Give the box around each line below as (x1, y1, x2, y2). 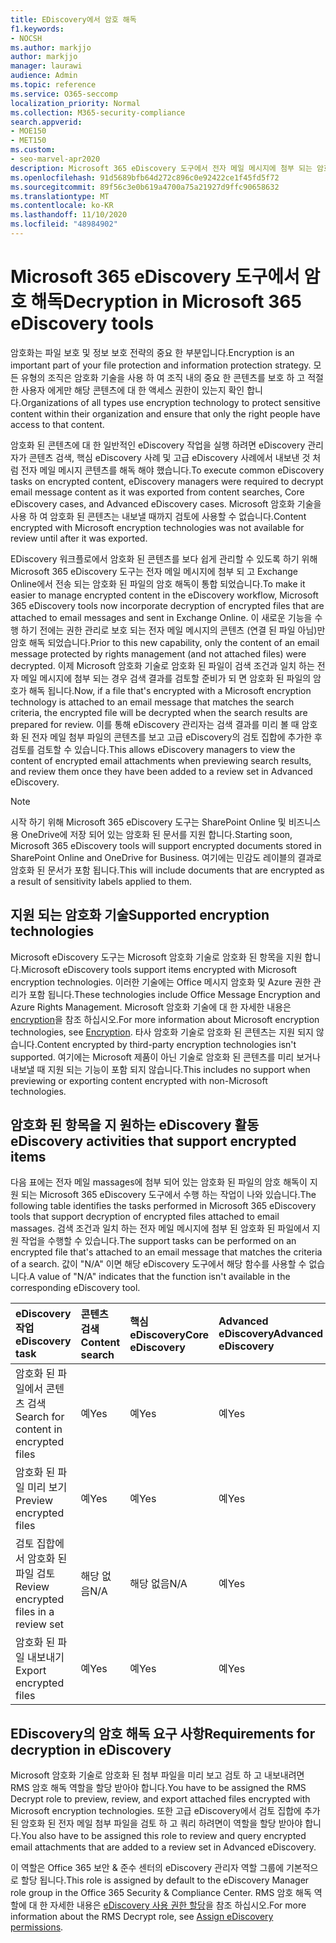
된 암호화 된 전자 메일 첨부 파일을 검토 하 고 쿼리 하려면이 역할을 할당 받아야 (10, 1817, 303, 1830)
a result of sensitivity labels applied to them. (10, 875, 193, 887)
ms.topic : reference (10, 80, 97, 90)
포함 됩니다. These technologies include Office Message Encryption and (28, 988, 321, 1000)
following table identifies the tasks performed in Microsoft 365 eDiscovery (10, 1200, 317, 1212)
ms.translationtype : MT (10, 191, 110, 201)
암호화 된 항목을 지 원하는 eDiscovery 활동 (10, 1117, 260, 1134)
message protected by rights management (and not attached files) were (10, 647, 307, 660)
